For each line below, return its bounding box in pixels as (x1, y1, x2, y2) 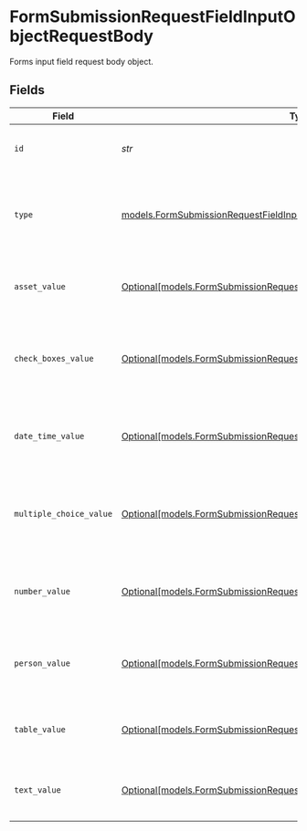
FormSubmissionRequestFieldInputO (9, 6, 296, 27)
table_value (14, 724, 67, 734)
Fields (9, 82, 46, 98)
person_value (14, 657, 71, 668)
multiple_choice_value (14, 509, 112, 519)
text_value (14, 784, 61, 795)
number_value (14, 586, 71, 596)
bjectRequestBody (9, 26, 153, 47)
